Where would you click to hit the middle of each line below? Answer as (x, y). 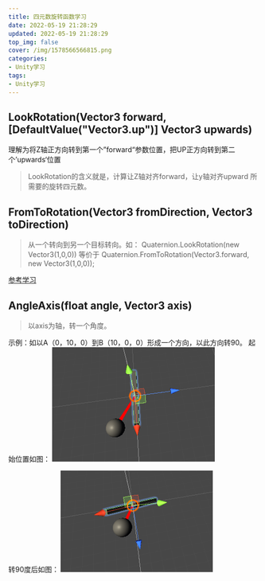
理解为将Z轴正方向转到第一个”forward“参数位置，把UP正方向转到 (115, 150)
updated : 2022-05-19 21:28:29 (58, 33)
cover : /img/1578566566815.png (60, 51)
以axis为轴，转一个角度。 (69, 326)
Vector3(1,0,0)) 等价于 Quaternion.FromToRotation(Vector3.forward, (138, 255)
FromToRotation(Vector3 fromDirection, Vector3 (131, 212)
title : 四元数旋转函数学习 (48, 17)
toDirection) (39, 224)
